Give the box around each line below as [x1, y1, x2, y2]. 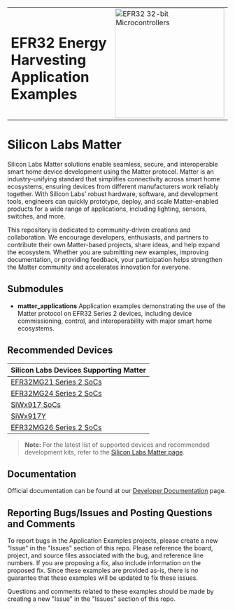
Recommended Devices [7, 345, 113, 356]
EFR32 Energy [10, 34, 107, 52]
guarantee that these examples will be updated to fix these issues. [7, 574, 198, 582]
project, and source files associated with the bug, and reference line [7, 551, 204, 560]
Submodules [7, 283, 64, 295]
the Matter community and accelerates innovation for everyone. [7, 263, 191, 271]
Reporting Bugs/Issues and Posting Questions [7, 507, 213, 519]
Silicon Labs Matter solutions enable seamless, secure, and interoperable [7, 160, 218, 168]
